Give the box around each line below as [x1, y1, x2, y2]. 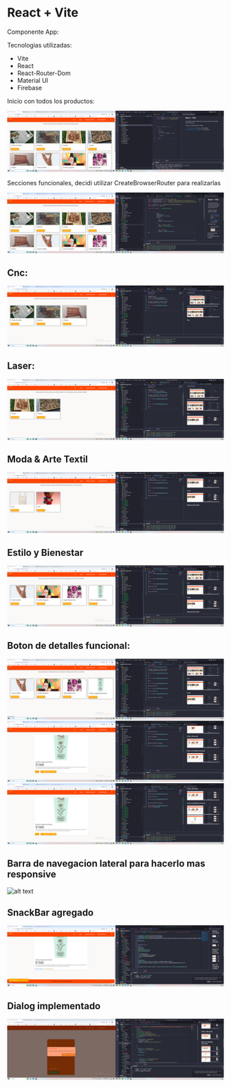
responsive [7, 869, 56, 880]
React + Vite [7, 5, 79, 21]
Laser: [7, 360, 35, 372]
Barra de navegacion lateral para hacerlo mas [7, 858, 206, 869]
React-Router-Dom [16, 69, 71, 77]
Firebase [16, 83, 43, 92]
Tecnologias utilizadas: [7, 41, 72, 49]
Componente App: [7, 28, 59, 36]
